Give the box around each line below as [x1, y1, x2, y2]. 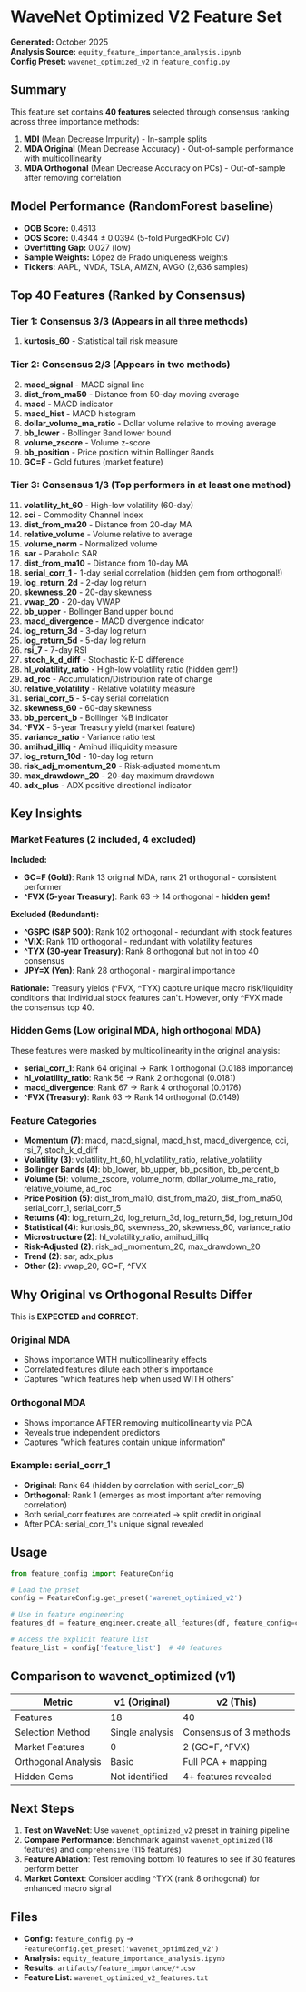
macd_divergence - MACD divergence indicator [23, 616, 205, 626]
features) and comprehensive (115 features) [23, 1844, 183, 1856]
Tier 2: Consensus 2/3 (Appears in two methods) [10, 358, 231, 371]
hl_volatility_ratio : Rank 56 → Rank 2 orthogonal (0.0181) [23, 1072, 237, 1083]
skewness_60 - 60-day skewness [23, 702, 153, 713]
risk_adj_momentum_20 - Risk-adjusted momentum [23, 760, 221, 771]
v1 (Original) [114, 1696, 171, 1708]
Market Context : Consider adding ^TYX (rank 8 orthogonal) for [23, 1873, 261, 1884]
